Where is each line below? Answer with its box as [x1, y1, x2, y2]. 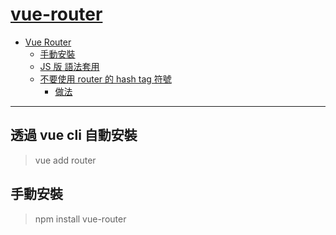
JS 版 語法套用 [39, 60, 100, 72]
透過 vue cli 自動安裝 [10, 127, 138, 144]
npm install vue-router [34, 213, 127, 225]
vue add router [34, 154, 97, 166]
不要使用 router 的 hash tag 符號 [39, 73, 172, 85]
